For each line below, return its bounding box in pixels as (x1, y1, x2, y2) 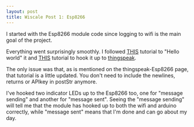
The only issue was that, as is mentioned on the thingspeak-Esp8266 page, (6, 65, 189, 72)
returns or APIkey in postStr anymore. (6, 78, 98, 85)
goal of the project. (6, 36, 52, 44)
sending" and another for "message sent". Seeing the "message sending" (6, 95, 185, 103)
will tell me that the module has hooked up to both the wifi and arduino (6, 102, 177, 109)
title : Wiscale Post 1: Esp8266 (6, 14, 85, 20)
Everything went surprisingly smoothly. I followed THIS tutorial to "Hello (6, 48, 179, 55)
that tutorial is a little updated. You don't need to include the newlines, (6, 72, 175, 79)
